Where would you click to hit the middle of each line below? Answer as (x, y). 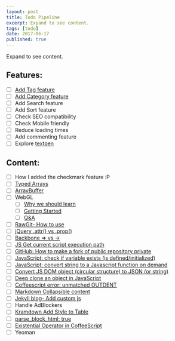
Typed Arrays (32, 184)
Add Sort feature (35, 110)
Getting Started (42, 211)
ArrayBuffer (29, 191)
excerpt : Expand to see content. (48, 23)
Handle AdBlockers (39, 305)
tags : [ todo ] (22, 28)
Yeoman (25, 332)
